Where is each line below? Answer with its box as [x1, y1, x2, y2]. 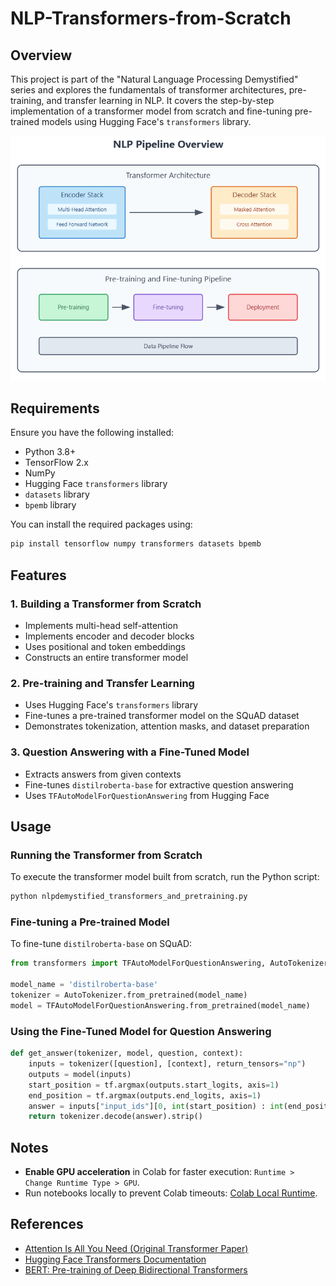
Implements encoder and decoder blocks [24, 630, 195, 642]
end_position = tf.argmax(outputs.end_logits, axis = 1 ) [28, 1090, 262, 1101]
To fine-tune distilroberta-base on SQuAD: [10, 938, 193, 950]
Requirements [10, 400, 100, 417]
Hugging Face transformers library [24, 478, 168, 490]
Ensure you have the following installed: [10, 427, 175, 439]
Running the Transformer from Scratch [10, 848, 203, 862]
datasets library [24, 488, 90, 501]
